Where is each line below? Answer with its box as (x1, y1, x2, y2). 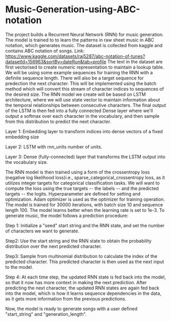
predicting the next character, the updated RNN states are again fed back (5, 285, 160, 291)
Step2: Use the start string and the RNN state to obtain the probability (5, 238, 152, 244)
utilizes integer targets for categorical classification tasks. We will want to (5, 180, 160, 186)
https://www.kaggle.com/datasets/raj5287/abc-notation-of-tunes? (5, 53, 145, 59)
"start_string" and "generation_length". (5, 311, 87, 317)
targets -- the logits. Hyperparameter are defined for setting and (5, 190, 141, 197)
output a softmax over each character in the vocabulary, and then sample (5, 113, 160, 119)
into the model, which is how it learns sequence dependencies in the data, (5, 290, 162, 296)
